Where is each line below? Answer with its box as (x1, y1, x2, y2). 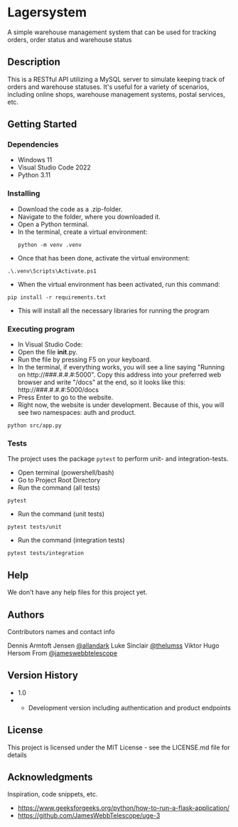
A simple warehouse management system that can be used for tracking (7, 28, 217, 36)
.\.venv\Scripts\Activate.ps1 (7, 268, 97, 275)
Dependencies (7, 139, 59, 149)
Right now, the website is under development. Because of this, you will (17, 401, 225, 409)
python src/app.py (7, 422, 62, 429)
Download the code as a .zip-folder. (17, 204, 123, 214)
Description (7, 56, 60, 68)
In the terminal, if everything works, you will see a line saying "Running (17, 363, 225, 372)
